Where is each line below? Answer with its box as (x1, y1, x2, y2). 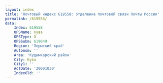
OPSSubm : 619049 (14, 39, 48, 44)
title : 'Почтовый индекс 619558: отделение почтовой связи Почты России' (5, 12, 160, 17)
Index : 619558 (14, 25, 43, 30)
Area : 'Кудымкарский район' (14, 52, 71, 58)
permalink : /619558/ (5, 16, 48, 21)
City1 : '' (14, 62, 34, 66)
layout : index (5, 7, 34, 12)
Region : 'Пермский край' (14, 43, 65, 48)
